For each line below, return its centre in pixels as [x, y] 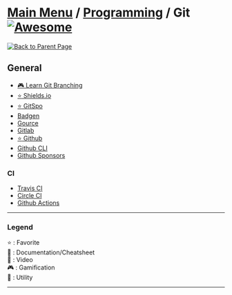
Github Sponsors [41, 155]
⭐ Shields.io [34, 95]
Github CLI [32, 148]
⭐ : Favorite [23, 243]
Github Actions [38, 203]
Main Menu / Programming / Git [99, 13]
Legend [20, 227]
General [25, 68]
